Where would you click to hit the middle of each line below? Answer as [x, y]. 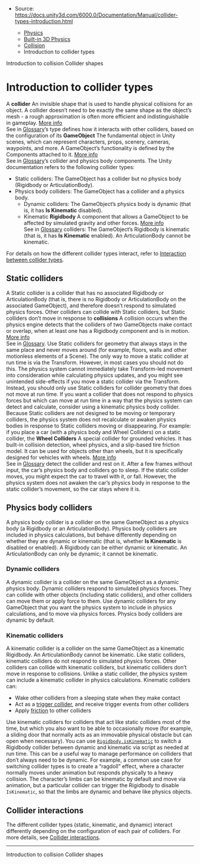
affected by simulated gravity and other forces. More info [94, 223]
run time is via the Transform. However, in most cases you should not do [95, 362]
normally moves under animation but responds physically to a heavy [90, 773]
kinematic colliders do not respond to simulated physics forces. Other [91, 661]
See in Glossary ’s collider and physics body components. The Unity [89, 161]
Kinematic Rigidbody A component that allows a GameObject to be [106, 216]
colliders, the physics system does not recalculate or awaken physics [91, 419]
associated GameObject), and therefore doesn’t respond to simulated [91, 305]
